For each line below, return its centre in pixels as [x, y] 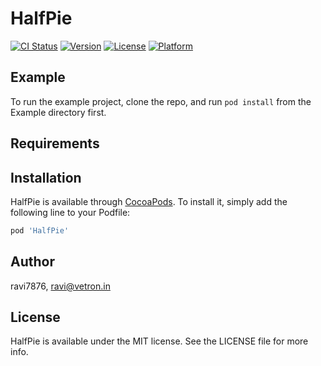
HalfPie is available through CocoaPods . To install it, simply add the [149, 201]
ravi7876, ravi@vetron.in [60, 286]
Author [32, 262]
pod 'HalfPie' [40, 230]
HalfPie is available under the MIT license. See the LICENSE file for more [159, 341]
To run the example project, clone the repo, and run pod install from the [161, 101]
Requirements [55, 143]
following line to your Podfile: [70, 212]
